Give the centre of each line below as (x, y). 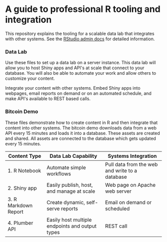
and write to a (121, 170)
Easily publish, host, (70, 185)
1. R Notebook (24, 170)
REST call (116, 226)
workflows (59, 174)
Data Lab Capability (73, 156)
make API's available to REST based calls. (48, 99)
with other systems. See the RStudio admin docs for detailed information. (80, 39)
